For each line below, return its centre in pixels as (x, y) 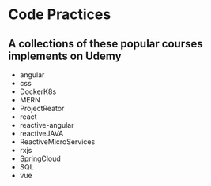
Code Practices (60, 15)
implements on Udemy (65, 56)
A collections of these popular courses (105, 44)
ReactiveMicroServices (57, 142)
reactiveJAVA (41, 133)
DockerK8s (38, 91)
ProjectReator (42, 108)
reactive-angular (47, 125)
